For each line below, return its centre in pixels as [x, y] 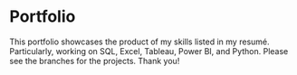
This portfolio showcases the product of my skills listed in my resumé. [139, 42]
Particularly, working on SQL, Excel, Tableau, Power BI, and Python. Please [149, 51]
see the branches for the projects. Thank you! [95, 61]
